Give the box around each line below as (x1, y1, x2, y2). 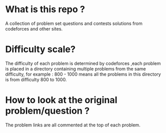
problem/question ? (5, 105, 90, 117)
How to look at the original (5, 94, 117, 106)
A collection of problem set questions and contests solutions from (5, 20, 143, 26)
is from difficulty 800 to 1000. (5, 76, 67, 82)
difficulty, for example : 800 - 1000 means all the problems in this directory (5, 71, 161, 77)
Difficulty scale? (5, 44, 76, 55)
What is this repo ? (5, 4, 85, 15)
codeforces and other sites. (5, 25, 63, 31)
